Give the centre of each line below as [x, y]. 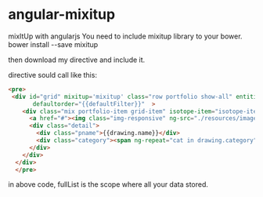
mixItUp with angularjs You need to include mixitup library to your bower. [125, 36]
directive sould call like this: [53, 75]
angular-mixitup [62, 15]
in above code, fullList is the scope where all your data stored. [108, 184]
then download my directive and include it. [77, 60]
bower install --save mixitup [53, 44]
